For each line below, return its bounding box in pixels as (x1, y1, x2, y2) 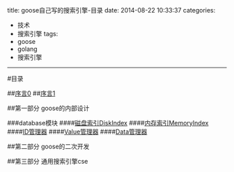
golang (17, 45, 38, 53)
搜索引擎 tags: (17, 30, 58, 38)
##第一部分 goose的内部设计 (7, 104, 90, 112)
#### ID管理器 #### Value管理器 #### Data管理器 (7, 127, 148, 136)
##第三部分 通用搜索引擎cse (7, 157, 88, 165)
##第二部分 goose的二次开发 (7, 142, 90, 150)
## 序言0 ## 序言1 (7, 89, 56, 97)
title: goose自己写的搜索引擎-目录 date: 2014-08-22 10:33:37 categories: (7, 6, 216, 14)
